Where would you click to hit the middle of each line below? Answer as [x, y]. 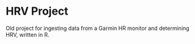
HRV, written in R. [28, 34]
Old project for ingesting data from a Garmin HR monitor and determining [98, 28]
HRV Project [37, 11]
